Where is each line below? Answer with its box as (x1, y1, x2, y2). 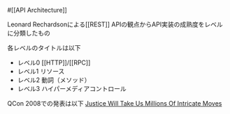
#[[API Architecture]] (7, 6, 68, 14)
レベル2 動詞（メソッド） (17, 76, 91, 84)
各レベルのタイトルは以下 (7, 44, 81, 51)
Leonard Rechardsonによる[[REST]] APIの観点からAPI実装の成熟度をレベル (7, 20, 223, 28)
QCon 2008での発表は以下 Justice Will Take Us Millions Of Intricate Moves (7, 99, 222, 107)
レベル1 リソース (17, 67, 65, 75)
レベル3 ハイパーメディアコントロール (17, 85, 127, 92)
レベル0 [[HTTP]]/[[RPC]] (17, 58, 91, 67)
